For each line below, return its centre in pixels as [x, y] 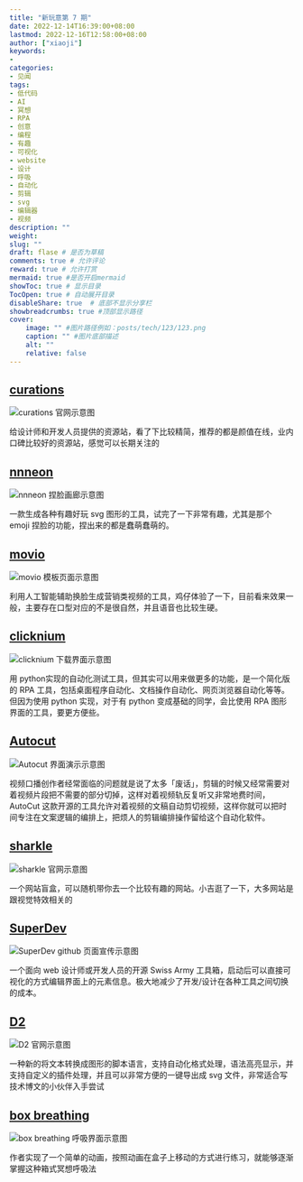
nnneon [32, 471]
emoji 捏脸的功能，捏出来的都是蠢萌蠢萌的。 [92, 525]
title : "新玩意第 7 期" [50, 18]
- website [28, 160]
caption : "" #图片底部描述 [72, 337]
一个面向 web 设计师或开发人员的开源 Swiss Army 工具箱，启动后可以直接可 [150, 970]
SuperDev [38, 928]
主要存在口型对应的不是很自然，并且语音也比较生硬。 [124, 608]
